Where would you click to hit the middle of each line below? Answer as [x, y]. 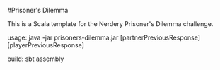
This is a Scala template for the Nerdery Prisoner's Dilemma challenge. [110, 24]
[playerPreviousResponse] [46, 45]
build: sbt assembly [36, 59]
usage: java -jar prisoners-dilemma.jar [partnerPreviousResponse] [104, 37]
